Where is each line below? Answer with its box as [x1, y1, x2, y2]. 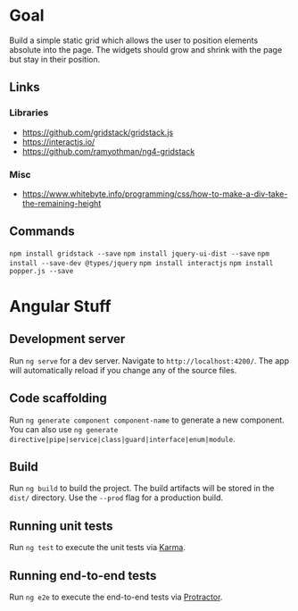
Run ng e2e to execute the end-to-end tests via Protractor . [9, 591, 223, 602]
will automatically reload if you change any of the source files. [9, 364, 237, 375]
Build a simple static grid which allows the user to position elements [9, 35, 259, 46]
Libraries [9, 106, 49, 119]
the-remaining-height [21, 197, 102, 208]
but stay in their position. [9, 54, 101, 64]
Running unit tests [9, 518, 113, 533]
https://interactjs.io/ [21, 136, 95, 147]
